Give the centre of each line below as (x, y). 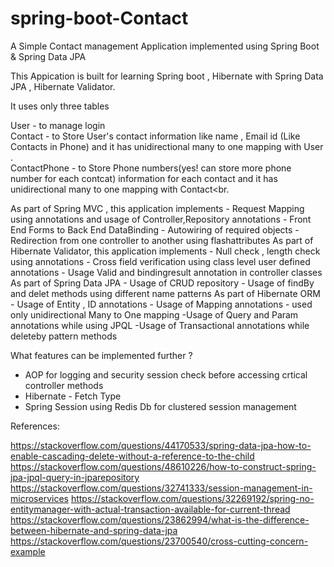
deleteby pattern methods (64, 336)
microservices (39, 498)
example (28, 551)
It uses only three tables (60, 106)
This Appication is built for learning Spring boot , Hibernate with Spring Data (167, 76)
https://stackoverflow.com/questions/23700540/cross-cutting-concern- (159, 541)
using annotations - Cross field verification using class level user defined (160, 261)
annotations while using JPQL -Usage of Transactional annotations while (160, 325)
